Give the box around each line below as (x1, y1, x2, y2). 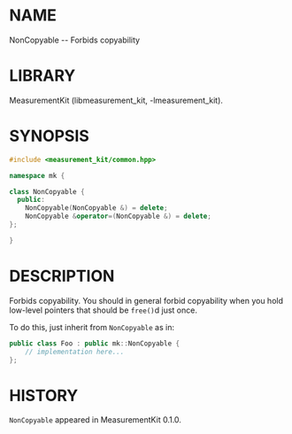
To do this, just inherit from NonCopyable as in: (9, 322, 175, 332)
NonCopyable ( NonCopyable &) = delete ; (25, 204, 168, 213)
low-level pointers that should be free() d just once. (9, 305, 197, 315)
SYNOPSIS (9, 126, 90, 146)
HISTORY (9, 385, 79, 406)
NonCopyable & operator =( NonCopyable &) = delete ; (25, 212, 212, 221)
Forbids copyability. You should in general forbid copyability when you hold (9, 295, 283, 306)
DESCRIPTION (9, 267, 115, 286)
